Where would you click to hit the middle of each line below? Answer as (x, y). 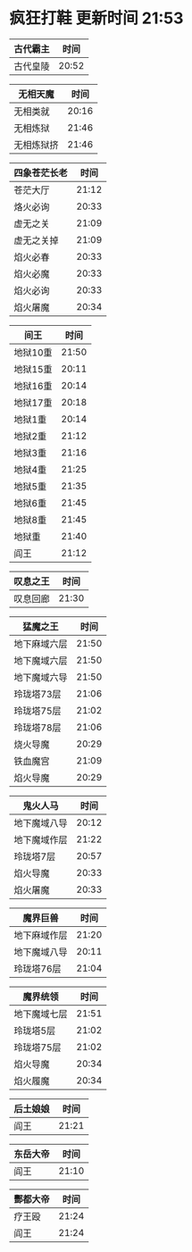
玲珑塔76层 (38, 968)
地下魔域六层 (41, 660)
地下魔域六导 (41, 677)
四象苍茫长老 (41, 172)
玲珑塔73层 (38, 694)
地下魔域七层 (41, 1014)
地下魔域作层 (41, 839)
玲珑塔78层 (38, 727)
